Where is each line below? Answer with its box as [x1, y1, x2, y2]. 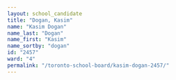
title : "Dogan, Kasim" [7, 17, 73, 24]
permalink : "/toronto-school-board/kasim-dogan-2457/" [7, 62, 170, 69]
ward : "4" [7, 56, 36, 63]
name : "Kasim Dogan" [7, 23, 67, 30]
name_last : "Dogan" [7, 29, 64, 37]
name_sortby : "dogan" [7, 42, 70, 49]
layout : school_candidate [7, 10, 82, 17]
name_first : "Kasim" [7, 36, 67, 43]
